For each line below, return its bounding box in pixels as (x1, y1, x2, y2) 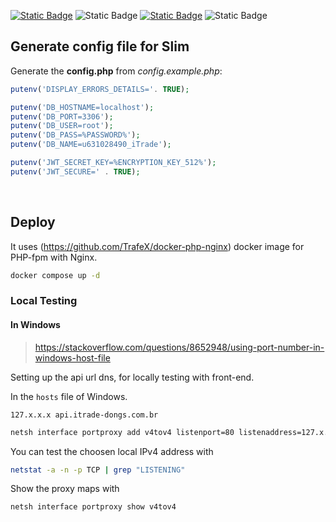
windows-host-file (34, 351, 111, 364)
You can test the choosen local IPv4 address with (10, 445, 214, 457)
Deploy (10, 214, 56, 231)
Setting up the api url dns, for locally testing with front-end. (10, 371, 255, 383)
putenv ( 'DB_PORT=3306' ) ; (10, 111, 114, 122)
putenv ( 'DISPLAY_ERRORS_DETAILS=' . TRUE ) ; (10, 84, 190, 94)
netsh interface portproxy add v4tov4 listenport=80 (10, 427, 235, 437)
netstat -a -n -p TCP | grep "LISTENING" (10, 465, 186, 475)
